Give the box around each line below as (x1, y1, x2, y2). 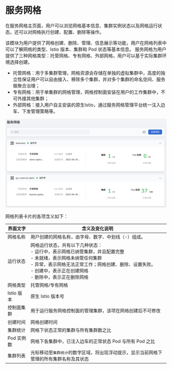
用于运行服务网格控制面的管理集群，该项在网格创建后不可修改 (30, 308, 161, 314)
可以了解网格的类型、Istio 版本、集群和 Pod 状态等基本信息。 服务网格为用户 (5, 46, 167, 52)
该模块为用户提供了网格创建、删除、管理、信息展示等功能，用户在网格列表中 (5, 39, 167, 46)
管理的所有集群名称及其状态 (30, 356, 89, 362)
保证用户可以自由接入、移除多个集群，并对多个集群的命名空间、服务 (21, 76, 165, 82)
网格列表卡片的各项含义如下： (5, 213, 68, 219)
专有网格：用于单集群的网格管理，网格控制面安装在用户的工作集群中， (12, 89, 161, 95)
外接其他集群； (17, 95, 49, 101)
